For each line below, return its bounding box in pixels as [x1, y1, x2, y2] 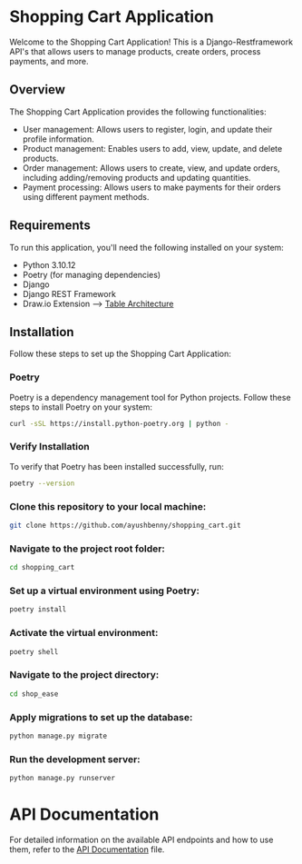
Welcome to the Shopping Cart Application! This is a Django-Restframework [9, 36, 293, 47]
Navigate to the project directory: [9, 669, 160, 681]
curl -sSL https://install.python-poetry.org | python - [9, 419, 229, 428]
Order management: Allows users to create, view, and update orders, [22, 162, 280, 174]
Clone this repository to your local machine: [9, 500, 207, 512]
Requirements [9, 218, 91, 233]
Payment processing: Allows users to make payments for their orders [22, 182, 281, 193]
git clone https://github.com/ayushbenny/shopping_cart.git [9, 521, 242, 531]
